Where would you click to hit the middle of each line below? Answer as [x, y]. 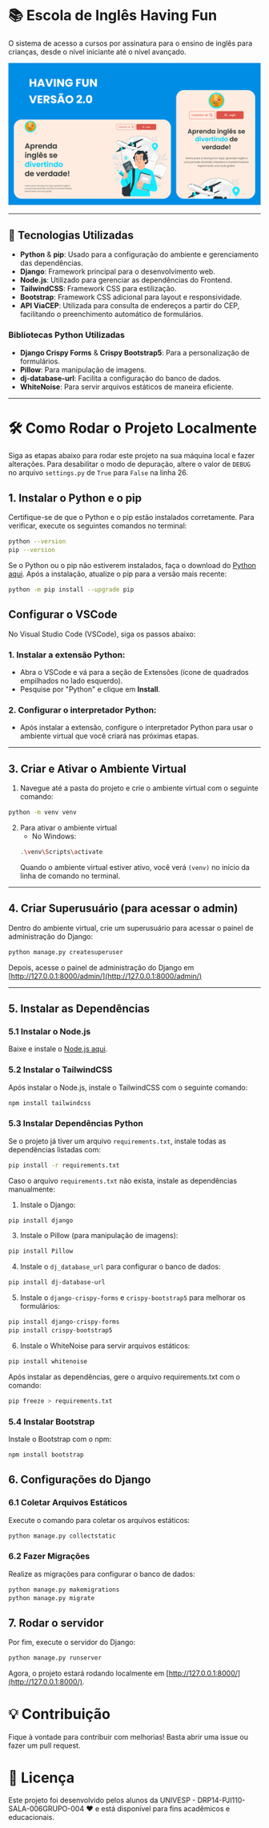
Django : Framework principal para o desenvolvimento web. [118, 272]
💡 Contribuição [59, 1714]
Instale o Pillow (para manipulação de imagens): [99, 1236]
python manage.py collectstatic [62, 1536]
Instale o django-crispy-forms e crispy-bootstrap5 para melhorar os [132, 1298]
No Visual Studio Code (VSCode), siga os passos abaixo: [102, 634]
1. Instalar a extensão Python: [67, 655]
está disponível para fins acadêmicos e [166, 1809]
